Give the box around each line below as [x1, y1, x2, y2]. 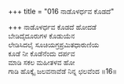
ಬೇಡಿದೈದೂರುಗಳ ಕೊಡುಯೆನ [8, 31, 75, 40]
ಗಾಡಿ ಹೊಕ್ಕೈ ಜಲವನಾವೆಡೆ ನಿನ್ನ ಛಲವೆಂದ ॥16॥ [8, 67, 118, 75]
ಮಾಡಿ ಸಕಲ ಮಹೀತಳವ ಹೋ [8, 58, 75, 67]
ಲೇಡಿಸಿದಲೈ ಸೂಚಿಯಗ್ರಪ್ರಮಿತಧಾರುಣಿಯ [8, 40, 100, 49]
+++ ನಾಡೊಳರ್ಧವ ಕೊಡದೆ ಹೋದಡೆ [8, 23, 97, 31]
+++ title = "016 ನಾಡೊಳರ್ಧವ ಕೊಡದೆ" [8, 7, 115, 16]
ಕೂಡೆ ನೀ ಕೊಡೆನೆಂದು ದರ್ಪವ [8, 49, 75, 58]
